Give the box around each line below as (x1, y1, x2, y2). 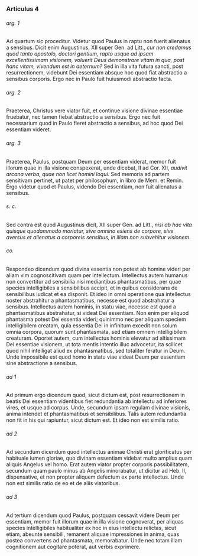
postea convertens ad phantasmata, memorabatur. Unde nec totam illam (6, 537, 183, 544)
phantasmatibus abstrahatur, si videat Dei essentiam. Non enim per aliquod (6, 309, 189, 316)
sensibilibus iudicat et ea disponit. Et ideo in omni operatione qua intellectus (6, 290, 191, 297)
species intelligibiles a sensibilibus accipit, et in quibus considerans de (6, 284, 178, 291)
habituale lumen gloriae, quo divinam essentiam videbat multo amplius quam (6, 454, 193, 462)
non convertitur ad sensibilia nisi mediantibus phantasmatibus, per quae (6, 278, 181, 285)
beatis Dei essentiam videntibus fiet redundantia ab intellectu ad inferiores (6, 398, 187, 405)
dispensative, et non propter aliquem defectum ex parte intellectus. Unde (6, 473, 184, 480)
